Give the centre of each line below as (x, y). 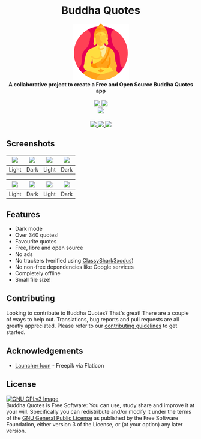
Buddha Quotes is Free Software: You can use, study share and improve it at (100, 405)
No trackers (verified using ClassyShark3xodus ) (74, 261)
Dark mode (29, 229)
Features (23, 214)
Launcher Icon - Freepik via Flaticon (59, 365)
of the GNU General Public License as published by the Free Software (92, 418)
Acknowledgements (45, 351)
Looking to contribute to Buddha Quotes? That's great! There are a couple (97, 313)
